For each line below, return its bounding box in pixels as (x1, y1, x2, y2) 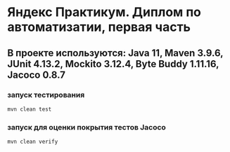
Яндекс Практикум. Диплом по (7, 4, 202, 20)
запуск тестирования (7, 90, 85, 99)
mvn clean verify (7, 138, 58, 146)
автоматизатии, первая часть (7, 19, 191, 35)
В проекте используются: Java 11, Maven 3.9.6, (7, 47, 224, 59)
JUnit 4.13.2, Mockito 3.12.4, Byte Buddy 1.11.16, (7, 57, 219, 70)
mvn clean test (7, 106, 52, 113)
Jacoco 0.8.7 (7, 69, 65, 81)
